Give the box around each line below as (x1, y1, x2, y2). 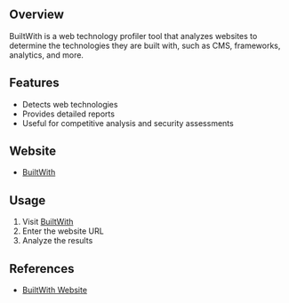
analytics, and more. (9, 49, 84, 60)
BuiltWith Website (21, 284, 87, 296)
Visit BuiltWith (21, 217, 74, 227)
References (9, 261, 75, 276)
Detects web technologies (21, 99, 118, 109)
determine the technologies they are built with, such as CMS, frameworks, (9, 40, 281, 51)
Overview (9, 7, 65, 22)
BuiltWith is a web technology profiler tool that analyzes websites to (9, 30, 258, 41)
